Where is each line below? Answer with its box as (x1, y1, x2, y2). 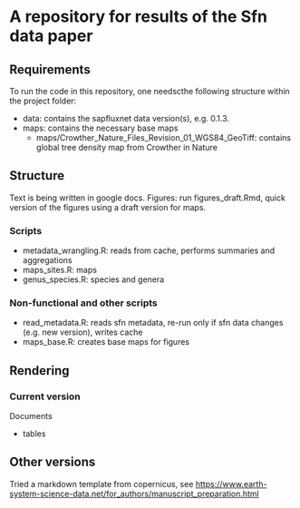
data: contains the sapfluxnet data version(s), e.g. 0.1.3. (22, 113, 229, 123)
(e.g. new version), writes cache (22, 327, 143, 337)
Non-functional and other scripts (9, 297, 158, 309)
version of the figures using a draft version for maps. (9, 201, 207, 212)
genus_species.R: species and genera (22, 274, 165, 285)
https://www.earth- (195, 478, 267, 489)
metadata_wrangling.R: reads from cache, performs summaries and (22, 245, 275, 256)
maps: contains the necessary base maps (22, 122, 179, 133)
